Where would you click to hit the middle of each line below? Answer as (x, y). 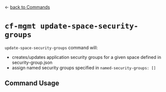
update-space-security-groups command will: (51, 47)
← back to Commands (27, 7)
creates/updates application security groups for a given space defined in (86, 57)
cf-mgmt (20, 26)
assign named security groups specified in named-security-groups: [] (84, 68)
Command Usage (32, 83)
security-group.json (32, 62)
